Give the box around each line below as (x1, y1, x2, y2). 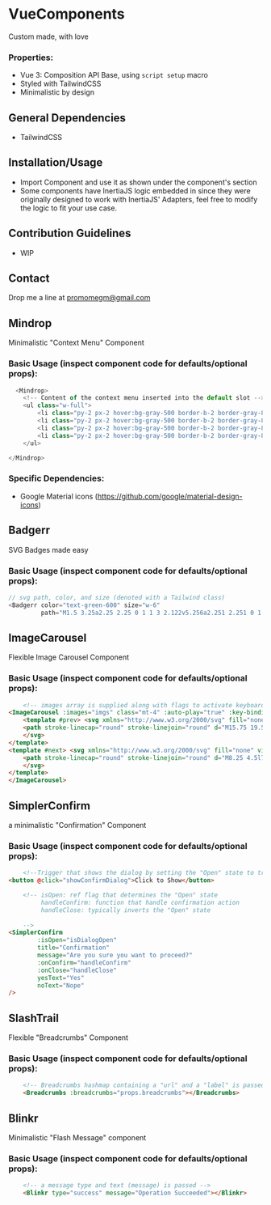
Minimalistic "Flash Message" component (8, 1133, 147, 1143)
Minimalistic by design (19, 87, 95, 97)
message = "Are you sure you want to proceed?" (37, 952, 194, 960)
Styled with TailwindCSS (19, 78, 102, 89)
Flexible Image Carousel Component (8, 652, 129, 662)
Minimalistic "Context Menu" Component (8, 337, 144, 348)
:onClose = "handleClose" (37, 966, 117, 974)
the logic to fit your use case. (19, 203, 118, 213)
